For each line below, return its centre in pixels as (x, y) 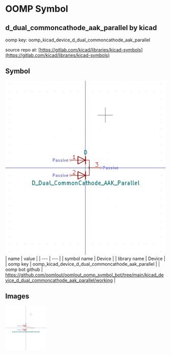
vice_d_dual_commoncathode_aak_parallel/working (59, 280)
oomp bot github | (24, 269)
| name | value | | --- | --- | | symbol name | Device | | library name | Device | (85, 259)
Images (17, 296)
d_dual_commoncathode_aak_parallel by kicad (81, 28)
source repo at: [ (23, 50)
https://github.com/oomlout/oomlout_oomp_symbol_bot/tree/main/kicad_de (84, 275)
